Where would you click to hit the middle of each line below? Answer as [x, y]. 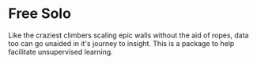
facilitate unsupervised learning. [60, 52]
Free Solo [40, 14]
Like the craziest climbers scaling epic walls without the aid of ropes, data [128, 35]
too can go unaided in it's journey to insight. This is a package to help [121, 43]
